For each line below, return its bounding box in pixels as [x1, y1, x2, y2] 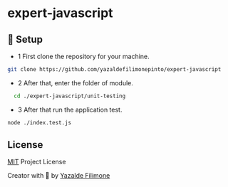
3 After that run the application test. [17, 105, 123, 114]
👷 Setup [7, 33, 43, 46]
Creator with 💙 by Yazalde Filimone [7, 171, 110, 180]
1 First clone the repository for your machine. [17, 52, 150, 60]
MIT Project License [7, 158, 66, 166]
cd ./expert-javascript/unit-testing [14, 92, 126, 100]
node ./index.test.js [7, 119, 72, 126]
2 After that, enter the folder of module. [17, 78, 134, 87]
